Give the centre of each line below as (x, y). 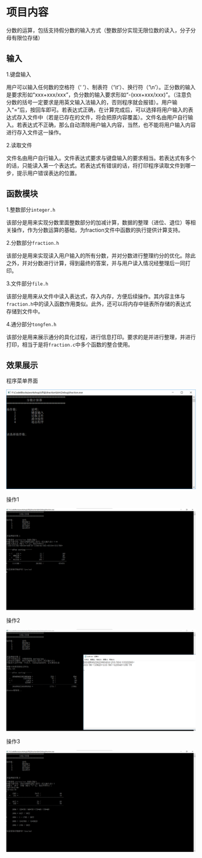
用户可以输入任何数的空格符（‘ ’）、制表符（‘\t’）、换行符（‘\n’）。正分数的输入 (101, 87)
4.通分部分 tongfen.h (32, 324)
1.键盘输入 (19, 74)
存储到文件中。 (25, 311)
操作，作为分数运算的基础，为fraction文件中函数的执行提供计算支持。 (97, 230)
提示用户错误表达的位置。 (48, 173)
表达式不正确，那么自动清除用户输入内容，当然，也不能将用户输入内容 (109, 125)
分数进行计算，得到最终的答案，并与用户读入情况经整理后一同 (109, 263)
